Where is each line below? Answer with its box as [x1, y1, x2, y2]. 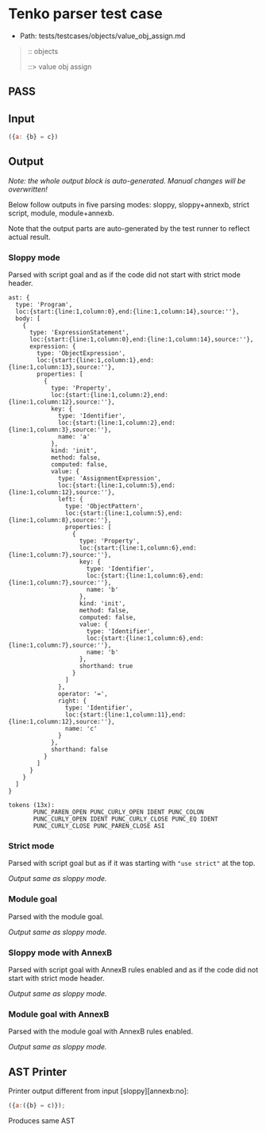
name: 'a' [58, 433, 91, 441]
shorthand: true [79, 663, 133, 670]
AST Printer [8, 1065, 67, 1079]
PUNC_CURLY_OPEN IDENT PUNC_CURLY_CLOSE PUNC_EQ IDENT [33, 815, 218, 823]
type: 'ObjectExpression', [37, 350, 126, 357]
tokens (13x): [8, 802, 56, 809]
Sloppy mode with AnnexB [8, 947, 113, 958]
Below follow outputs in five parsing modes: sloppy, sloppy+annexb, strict [8, 199, 250, 209]
